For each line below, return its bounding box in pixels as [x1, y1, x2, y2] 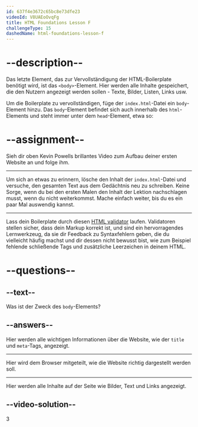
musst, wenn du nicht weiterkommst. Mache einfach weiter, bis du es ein [6, 195, 183, 202]
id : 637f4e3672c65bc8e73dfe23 [6, 8, 81, 15]
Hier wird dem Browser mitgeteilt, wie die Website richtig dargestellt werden [6, 359, 191, 366]
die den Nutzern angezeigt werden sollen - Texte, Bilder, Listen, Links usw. [6, 88, 187, 95]
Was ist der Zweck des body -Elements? [6, 303, 101, 310]
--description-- [6, 56, 84, 70]
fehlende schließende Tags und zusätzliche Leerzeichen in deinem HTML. [6, 243, 186, 250]
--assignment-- [6, 133, 85, 147]
